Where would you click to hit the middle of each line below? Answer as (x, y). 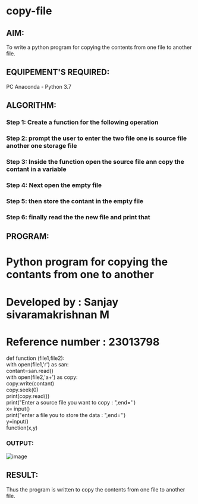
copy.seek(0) (22, 390)
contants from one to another (80, 275)
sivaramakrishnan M (58, 315)
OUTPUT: (20, 443)
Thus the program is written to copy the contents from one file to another (96, 489)
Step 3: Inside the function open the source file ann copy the (95, 161)
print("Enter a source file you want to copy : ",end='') (71, 403)
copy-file (29, 11)
